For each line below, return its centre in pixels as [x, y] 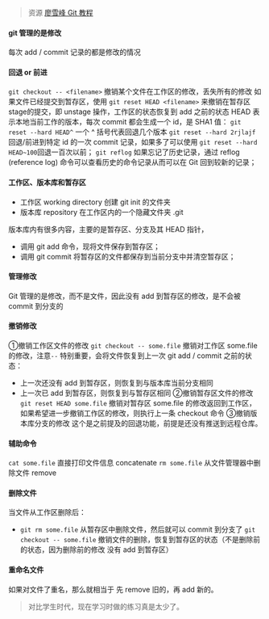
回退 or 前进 [28, 72]
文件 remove [36, 473]
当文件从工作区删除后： [47, 512]
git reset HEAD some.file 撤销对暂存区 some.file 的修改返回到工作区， [138, 403]
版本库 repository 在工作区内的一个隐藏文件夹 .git [101, 212]
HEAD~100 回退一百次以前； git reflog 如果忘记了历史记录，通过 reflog [124, 152]
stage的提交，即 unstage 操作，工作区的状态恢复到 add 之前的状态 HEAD [130, 112]
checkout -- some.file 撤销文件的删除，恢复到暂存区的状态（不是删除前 [140, 540]
